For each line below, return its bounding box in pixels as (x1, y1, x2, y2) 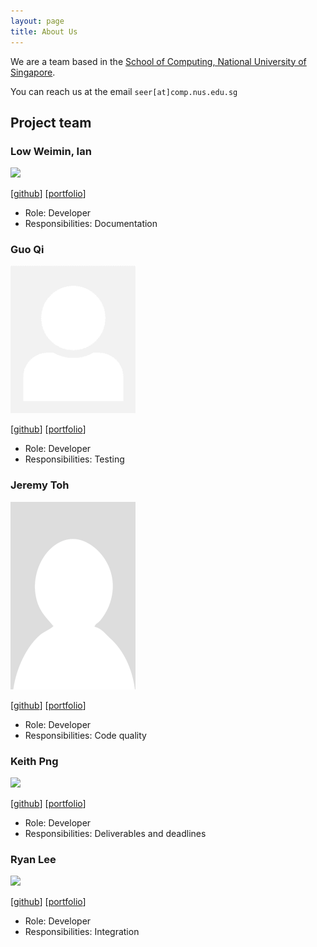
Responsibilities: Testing (24, 453, 125, 465)
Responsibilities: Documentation (24, 218, 158, 230)
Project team (10, 114, 92, 131)
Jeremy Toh (10, 478, 70, 492)
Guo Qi (10, 243, 45, 257)
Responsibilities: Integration (24, 926, 140, 938)
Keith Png (10, 754, 59, 768)
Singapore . (10, 66, 56, 78)
